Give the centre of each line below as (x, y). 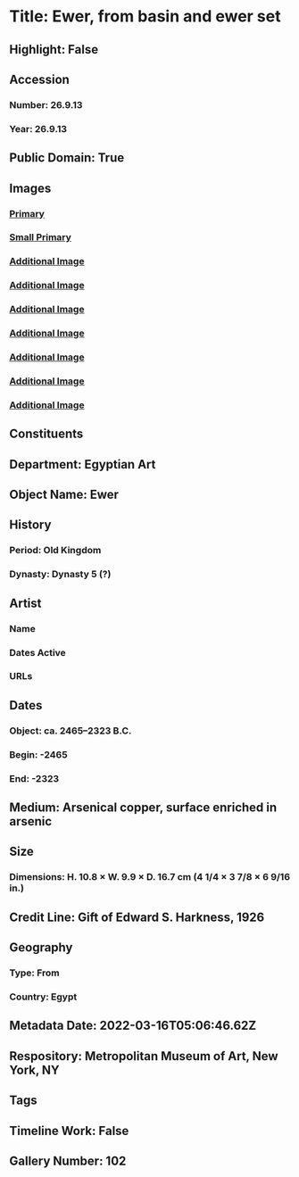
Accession (39, 79)
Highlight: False (54, 50)
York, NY (34, 1069)
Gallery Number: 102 (68, 1160)
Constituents (46, 434)
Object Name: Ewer (64, 495)
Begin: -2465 (39, 754)
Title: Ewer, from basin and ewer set (145, 17)
